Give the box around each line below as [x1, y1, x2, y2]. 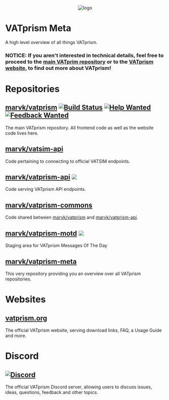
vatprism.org [5, 314, 47, 323]
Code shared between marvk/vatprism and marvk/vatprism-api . [5, 214, 138, 220]
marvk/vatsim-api [5, 145, 63, 153]
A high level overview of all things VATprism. [5, 39, 98, 45]
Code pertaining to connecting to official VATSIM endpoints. [5, 158, 131, 164]
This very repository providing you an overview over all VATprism [5, 270, 141, 276]
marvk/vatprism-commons [5, 201, 93, 210]
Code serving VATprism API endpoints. [5, 186, 86, 192]
